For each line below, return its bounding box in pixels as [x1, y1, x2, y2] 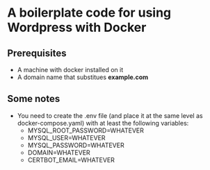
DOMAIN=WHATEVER [27, 148, 90, 157]
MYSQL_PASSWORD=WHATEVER [27, 141, 124, 149]
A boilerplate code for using [7, 5, 172, 21]
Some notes [7, 93, 60, 105]
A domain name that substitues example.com [17, 73, 149, 81]
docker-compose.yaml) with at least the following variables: [17, 119, 189, 127]
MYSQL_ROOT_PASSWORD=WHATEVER [27, 126, 145, 135]
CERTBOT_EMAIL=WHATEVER [27, 155, 115, 164]
